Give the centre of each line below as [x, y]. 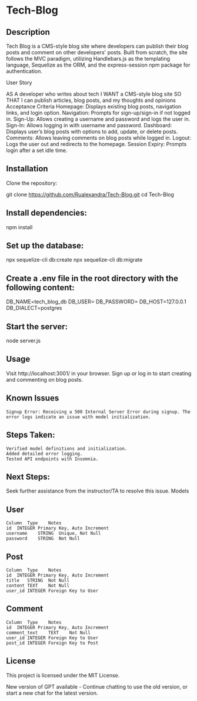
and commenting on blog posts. [45, 379]
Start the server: [37, 327]
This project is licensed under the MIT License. [63, 675]
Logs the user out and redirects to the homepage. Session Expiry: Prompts [96, 144]
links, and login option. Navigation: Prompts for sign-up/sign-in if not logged [98, 113]
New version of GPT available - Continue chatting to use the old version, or [97, 686]
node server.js [24, 341]
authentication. [24, 71]
